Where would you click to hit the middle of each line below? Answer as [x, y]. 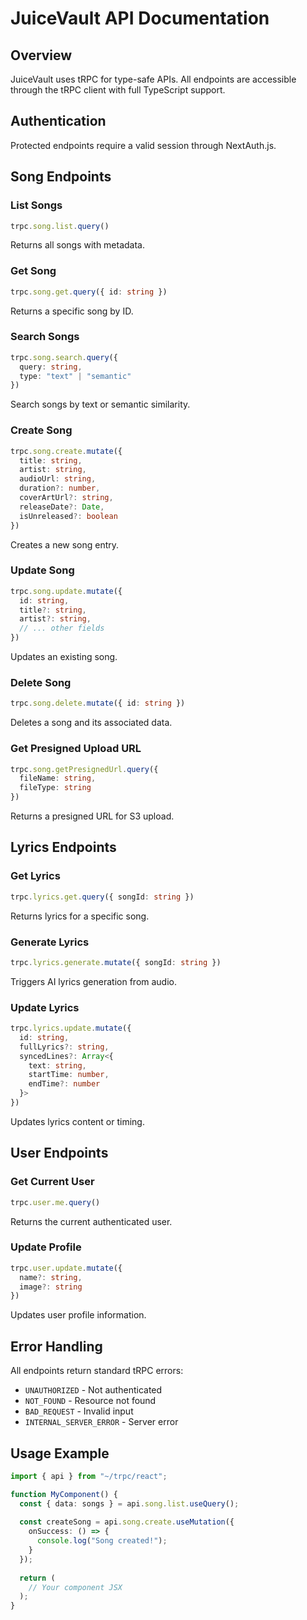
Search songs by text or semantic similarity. [100, 404]
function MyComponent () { [64, 1494]
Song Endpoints [61, 177]
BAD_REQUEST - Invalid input [79, 1411]
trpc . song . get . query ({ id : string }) [89, 292]
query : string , [51, 367]
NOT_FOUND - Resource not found [90, 1401]
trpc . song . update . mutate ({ [66, 591]
